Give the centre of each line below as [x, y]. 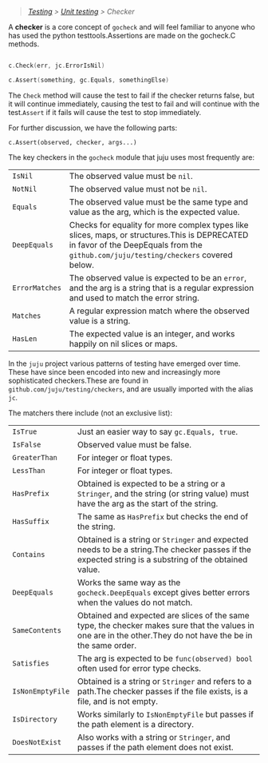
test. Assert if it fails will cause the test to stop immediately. [105, 112]
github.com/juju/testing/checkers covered [151, 255]
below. [81, 264]
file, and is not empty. [117, 701]
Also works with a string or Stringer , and [154, 737]
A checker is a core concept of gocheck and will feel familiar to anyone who [132, 27]
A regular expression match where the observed [159, 311]
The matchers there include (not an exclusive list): [91, 413]
